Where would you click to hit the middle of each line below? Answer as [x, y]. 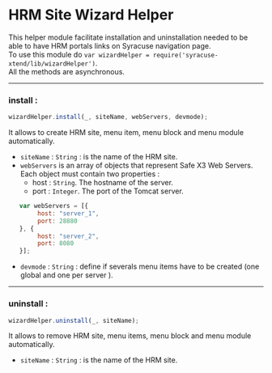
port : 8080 [56, 244]
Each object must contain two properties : [90, 174]
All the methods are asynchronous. [67, 71]
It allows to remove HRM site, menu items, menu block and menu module [130, 336]
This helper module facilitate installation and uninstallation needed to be [128, 37]
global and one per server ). [66, 275]
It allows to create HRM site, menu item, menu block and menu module [126, 133]
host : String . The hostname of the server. [103, 183]
